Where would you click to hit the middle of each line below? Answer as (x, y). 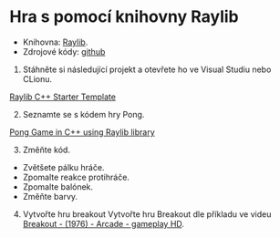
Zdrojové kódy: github (64, 51)
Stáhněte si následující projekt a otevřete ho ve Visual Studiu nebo (147, 69)
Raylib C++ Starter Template (63, 97)
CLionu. (37, 78)
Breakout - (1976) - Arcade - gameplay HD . (104, 223)
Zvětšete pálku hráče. (63, 167)
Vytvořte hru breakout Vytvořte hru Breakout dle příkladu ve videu (147, 214)
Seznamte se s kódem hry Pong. (83, 114)
